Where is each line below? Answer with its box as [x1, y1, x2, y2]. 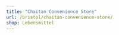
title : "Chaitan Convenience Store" [6, 8, 97, 15]
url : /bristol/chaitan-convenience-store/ [6, 14, 113, 20]
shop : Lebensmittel [6, 20, 55, 26]
